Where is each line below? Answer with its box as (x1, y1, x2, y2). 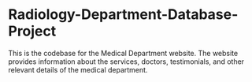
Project (8, 22, 57, 40)
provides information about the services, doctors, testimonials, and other (8, 57, 245, 66)
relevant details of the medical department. (8, 65, 148, 74)
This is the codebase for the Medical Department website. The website (8, 48, 239, 58)
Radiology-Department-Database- (8, 6, 239, 24)
